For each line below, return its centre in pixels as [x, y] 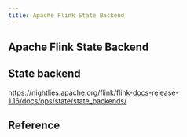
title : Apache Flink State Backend [66, 15]
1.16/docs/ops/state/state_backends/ [68, 101]
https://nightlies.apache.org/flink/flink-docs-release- [93, 92]
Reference [34, 126]
